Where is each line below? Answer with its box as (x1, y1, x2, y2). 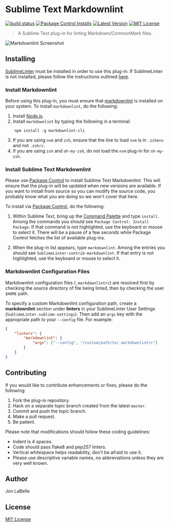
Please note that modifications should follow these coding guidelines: (5, 429, 151, 435)
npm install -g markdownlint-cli (14, 128, 85, 133)
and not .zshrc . (12, 143, 45, 149)
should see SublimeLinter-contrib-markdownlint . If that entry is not (12, 250, 154, 256)
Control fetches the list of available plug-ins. (12, 235, 106, 241)
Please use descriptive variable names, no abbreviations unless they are (12, 454, 164, 461)
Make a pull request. (12, 413, 56, 419)
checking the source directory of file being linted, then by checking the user (5, 285, 164, 291)
